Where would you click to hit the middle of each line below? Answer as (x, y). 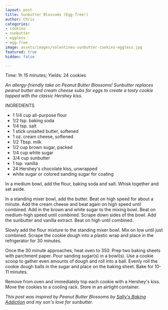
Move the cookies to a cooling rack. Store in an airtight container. (72, 287)
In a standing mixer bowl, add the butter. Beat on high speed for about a (79, 199)
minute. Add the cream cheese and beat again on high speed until (73, 204)
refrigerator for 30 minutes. (33, 241)
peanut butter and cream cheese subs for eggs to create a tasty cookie (79, 91)
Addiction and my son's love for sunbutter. (49, 302)
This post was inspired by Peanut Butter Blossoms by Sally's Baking (76, 297)
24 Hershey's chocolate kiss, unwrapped (55, 169)
